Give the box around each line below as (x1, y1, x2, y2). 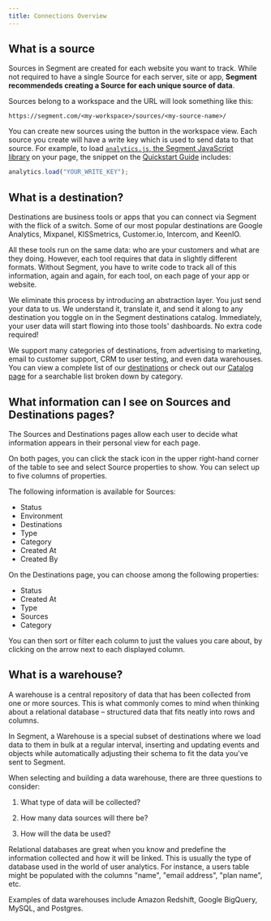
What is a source (8, 42, 95, 56)
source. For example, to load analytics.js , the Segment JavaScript (8, 144, 234, 153)
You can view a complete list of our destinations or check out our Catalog (8, 363, 254, 373)
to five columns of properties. (8, 470, 108, 480)
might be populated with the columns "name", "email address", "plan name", (8, 870, 263, 880)
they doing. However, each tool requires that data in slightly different (8, 253, 238, 264)
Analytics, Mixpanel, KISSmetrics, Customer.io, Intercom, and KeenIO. (8, 229, 242, 240)
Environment (19, 511, 63, 521)
